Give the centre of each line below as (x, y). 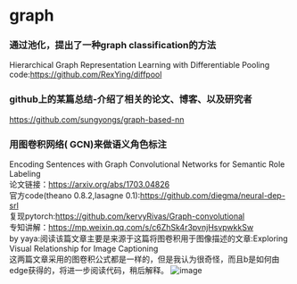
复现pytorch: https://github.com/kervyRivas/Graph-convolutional (127, 216)
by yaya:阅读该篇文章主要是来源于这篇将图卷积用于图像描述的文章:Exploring (148, 238)
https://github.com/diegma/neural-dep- (212, 196)
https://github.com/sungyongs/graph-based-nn (97, 119)
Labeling (25, 174)
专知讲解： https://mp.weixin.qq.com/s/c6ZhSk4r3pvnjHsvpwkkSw (132, 228)
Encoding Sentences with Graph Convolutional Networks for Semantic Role (147, 164)
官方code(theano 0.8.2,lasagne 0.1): (75, 196)
